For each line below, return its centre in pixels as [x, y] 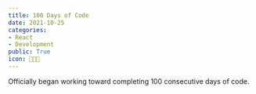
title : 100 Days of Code [49, 15]
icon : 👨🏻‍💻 [24, 60]
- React [21, 37]
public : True [29, 52]
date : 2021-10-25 [36, 23]
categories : [27, 30]
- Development [31, 45]
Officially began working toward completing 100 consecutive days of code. [129, 81]
